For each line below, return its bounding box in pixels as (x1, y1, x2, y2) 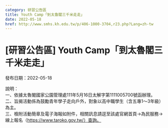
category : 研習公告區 (5, 7, 47, 13)
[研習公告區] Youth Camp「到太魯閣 (5, 45, 154, 56)
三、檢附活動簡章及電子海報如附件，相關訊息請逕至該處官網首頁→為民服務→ (5, 111, 163, 117)
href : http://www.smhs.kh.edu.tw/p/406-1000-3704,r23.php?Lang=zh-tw (5, 21, 154, 27)
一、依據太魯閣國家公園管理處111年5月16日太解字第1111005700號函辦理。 (5, 92, 155, 98)
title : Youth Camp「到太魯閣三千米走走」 (5, 12, 85, 17)
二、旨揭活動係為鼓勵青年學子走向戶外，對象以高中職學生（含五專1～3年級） (5, 98, 161, 104)
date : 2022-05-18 (5, 17, 42, 22)
